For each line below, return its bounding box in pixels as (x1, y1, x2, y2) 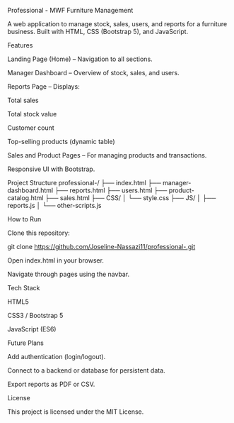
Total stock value (7, 110, 57, 118)
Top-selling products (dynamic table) (7, 138, 115, 145)
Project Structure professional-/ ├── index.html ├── (7, 179, 161, 187)
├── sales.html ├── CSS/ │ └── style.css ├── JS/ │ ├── (45, 194, 216, 202)
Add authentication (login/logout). (7, 353, 106, 361)
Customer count (7, 123, 54, 132)
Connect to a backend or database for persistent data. (7, 366, 165, 375)
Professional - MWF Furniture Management (7, 6, 134, 14)
